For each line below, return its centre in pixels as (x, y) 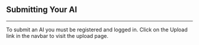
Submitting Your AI (42, 10)
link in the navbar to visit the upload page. (57, 36)
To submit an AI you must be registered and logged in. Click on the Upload (97, 30)
